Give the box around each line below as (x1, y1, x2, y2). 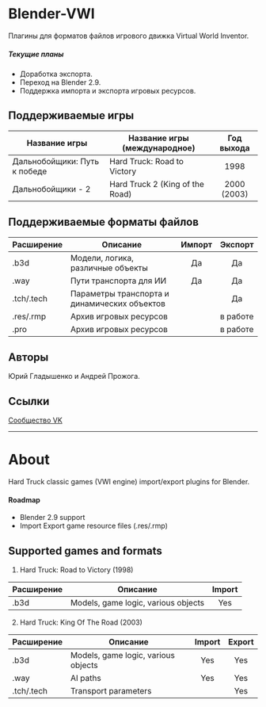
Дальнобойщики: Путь (12, 155, 100, 166)
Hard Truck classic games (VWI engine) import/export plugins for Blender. (8, 477, 250, 487)
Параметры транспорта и (70, 288, 169, 299)
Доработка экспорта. (19, 69, 93, 78)
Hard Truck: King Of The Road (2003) (19, 617, 142, 627)
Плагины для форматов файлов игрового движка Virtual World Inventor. (8, 31, 249, 40)
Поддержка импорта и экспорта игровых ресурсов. (19, 86, 196, 95)
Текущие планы (8, 49, 64, 59)
